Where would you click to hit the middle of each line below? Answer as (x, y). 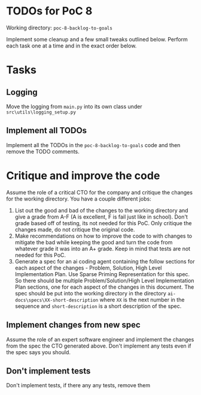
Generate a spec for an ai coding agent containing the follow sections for (105, 261)
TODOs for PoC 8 (49, 11)
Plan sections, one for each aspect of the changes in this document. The (104, 287)
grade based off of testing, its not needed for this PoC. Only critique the (103, 223)
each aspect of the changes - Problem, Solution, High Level (88, 268)
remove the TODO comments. (43, 151)
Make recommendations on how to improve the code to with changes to (103, 236)
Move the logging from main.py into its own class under (74, 106)
